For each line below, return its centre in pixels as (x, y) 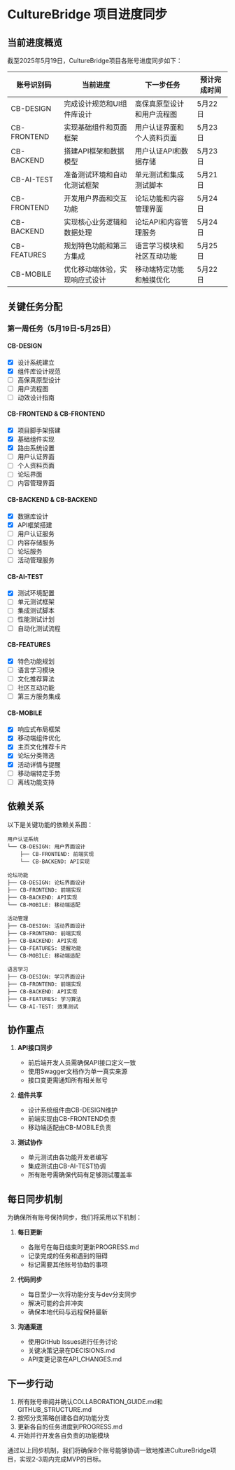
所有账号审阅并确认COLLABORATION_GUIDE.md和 (90, 1401)
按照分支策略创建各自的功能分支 (63, 1417)
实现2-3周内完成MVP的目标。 (62, 1459)
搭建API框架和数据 (94, 151)
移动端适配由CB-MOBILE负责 (70, 1128)
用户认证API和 (158, 151)
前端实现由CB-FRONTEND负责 (72, 1119)
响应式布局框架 (39, 729)
